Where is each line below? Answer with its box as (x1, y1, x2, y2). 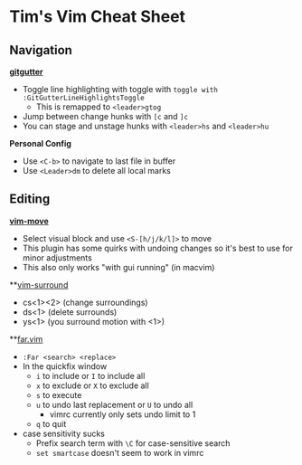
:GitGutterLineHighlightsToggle (22, 93, 145, 102)
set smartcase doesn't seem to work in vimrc (35, 447, 204, 458)
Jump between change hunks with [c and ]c (22, 111, 188, 121)
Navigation (9, 43, 72, 58)
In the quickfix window (22, 360, 108, 372)
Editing (9, 192, 51, 207)
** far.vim (9, 333, 43, 345)
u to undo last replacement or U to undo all (35, 399, 193, 410)
